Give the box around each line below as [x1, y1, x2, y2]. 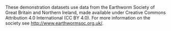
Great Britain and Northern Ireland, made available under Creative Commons [5, 9, 166, 15]
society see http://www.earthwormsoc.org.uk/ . [5, 20, 104, 26]
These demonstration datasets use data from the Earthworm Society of [5, 4, 155, 10]
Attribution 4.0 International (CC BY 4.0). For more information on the [5, 15, 151, 20]
